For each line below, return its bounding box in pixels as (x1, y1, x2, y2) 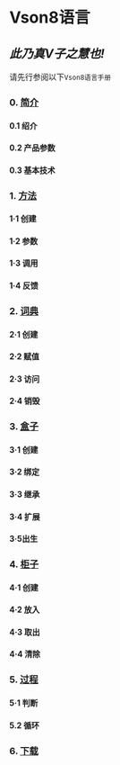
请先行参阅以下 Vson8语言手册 (9, 72, 112, 82)
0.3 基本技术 (9, 165, 56, 175)
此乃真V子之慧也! (9, 46, 105, 61)
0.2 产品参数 (9, 142, 56, 153)
